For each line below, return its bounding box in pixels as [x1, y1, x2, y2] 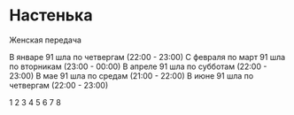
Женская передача [9, 34, 82, 45]
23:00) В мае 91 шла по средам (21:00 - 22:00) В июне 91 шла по [9, 70, 254, 80]
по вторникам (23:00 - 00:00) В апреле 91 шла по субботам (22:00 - [9, 61, 267, 72]
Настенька [9, 5, 93, 26]
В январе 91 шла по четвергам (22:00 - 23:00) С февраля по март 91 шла [9, 51, 286, 62]
